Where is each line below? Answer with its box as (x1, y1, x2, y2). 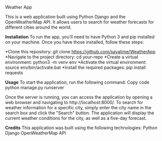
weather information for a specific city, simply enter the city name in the (5, 105, 152, 110)
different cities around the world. (5, 24, 72, 30)
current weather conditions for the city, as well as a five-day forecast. (5, 115, 147, 121)
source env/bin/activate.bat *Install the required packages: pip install (5, 64, 146, 70)
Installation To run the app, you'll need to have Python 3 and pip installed (5, 34, 155, 40)
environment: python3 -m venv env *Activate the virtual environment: (5, 59, 147, 65)
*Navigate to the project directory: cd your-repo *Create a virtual (5, 54, 138, 60)
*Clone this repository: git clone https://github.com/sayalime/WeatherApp (5, 49, 156, 54)
